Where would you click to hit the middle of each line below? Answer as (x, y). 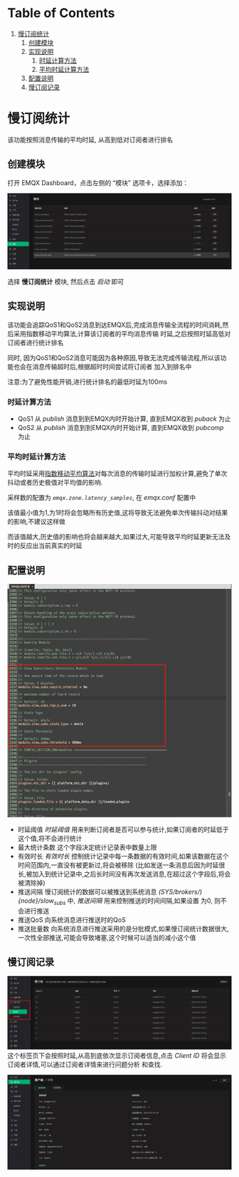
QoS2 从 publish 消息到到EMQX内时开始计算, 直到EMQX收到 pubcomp (121, 428)
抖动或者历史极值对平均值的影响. (55, 483)
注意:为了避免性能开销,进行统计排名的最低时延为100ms (87, 382)
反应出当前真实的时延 (51, 545)
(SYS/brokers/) (180, 892)
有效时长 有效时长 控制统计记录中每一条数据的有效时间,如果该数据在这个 (123, 857)
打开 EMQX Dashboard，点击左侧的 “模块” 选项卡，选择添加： (98, 182)
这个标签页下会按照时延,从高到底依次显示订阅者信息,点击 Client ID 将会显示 (117, 1056)
